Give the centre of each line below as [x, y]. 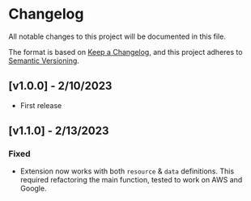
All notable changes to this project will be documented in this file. [117, 36]
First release [41, 105]
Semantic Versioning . [44, 61]
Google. [33, 188]
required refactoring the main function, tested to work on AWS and [131, 180]
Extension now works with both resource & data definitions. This [127, 171]
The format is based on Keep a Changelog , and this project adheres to [125, 52]
